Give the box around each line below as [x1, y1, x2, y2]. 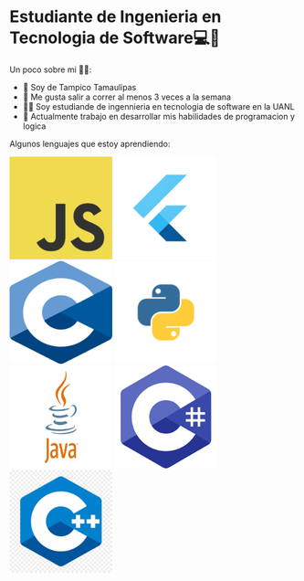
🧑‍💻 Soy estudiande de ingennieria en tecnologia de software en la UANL [22, 100, 295, 111]
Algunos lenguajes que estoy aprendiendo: [9, 138, 171, 149]
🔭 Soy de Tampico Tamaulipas [22, 81, 137, 92]
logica [22, 121, 47, 132]
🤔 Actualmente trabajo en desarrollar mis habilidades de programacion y [22, 111, 295, 121]
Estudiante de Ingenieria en [9, 6, 222, 27]
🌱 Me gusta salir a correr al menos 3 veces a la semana [22, 91, 231, 102]
